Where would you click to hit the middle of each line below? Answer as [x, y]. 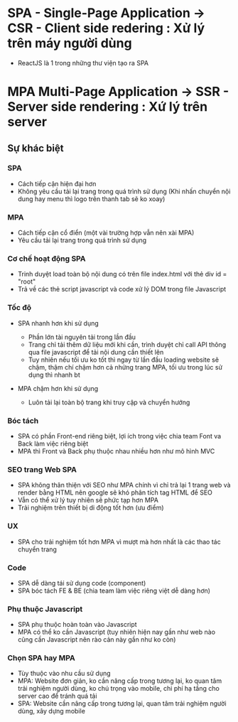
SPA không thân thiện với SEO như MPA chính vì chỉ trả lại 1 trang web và [124, 485]
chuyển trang [37, 549]
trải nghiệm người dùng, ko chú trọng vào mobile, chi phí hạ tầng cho [119, 689]
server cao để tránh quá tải [57, 696]
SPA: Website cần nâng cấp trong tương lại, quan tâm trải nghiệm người [122, 704]
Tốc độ [20, 308]
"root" [27, 281]
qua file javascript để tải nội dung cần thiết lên [96, 352]
